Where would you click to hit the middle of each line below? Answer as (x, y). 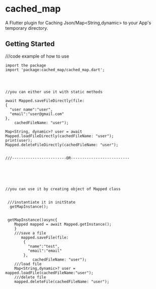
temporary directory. (27, 28)
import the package (26, 65)
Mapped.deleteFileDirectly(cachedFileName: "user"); (62, 145)
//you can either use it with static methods (54, 92)
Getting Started (30, 44)
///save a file (30, 233)
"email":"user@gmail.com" (37, 114)
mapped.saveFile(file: (45, 238)
